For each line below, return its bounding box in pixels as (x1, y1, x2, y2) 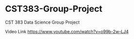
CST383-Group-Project (5, 3, 103, 14)
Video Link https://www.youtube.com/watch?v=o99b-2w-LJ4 (5, 28, 129, 34)
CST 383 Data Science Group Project (5, 19, 80, 25)
